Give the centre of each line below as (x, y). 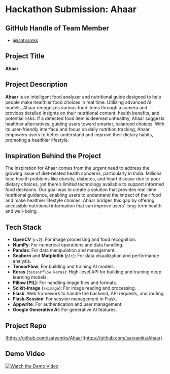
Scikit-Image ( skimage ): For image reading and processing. (74, 288)
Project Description (37, 85)
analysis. (22, 261)
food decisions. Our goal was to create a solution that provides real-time (81, 190)
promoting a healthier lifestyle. (37, 140)
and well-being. (22, 211)
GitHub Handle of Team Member (57, 28)
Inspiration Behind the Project (53, 156)
